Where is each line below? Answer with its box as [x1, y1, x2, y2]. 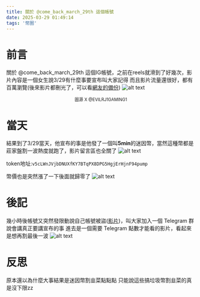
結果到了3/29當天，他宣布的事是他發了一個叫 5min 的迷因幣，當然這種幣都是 [6, 140, 194, 147]
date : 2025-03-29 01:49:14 [6, 14, 74, 20]
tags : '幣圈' [6, 20, 37, 26]
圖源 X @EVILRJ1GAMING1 [74, 97, 127, 103]
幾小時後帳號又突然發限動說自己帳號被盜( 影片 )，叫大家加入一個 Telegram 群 [6, 217, 194, 225]
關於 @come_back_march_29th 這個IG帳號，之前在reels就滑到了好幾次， [6, 69, 187, 76]
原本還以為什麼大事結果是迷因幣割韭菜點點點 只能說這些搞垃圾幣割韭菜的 [6, 277, 187, 284]
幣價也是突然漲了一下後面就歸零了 [6, 173, 91, 180]
